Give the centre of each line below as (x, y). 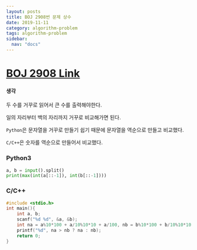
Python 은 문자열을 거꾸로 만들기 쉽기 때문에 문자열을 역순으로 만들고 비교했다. (95, 130)
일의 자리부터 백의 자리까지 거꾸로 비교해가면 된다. (64, 118)
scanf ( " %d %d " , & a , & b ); (47, 219)
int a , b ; (29, 214)
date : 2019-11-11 (27, 22)
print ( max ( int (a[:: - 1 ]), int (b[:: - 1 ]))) (57, 176)
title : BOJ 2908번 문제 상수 (39, 17)
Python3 (19, 158)
